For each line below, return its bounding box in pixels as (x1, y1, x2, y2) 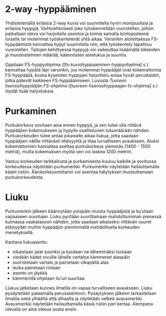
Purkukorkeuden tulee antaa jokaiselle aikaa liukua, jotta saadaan (5, 132, 139, 138)
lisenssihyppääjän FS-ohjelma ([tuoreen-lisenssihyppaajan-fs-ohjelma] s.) (5, 82, 158, 88)
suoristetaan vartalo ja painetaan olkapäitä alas (12, 259, 109, 265)
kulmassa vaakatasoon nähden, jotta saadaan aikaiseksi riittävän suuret (5, 219, 152, 225)
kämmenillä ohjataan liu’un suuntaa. (12, 275, 86, 281)
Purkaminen (5, 106, 57, 117)
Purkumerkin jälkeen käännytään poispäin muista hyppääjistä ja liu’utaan (5, 208, 154, 214)
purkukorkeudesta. (5, 174, 44, 180)
